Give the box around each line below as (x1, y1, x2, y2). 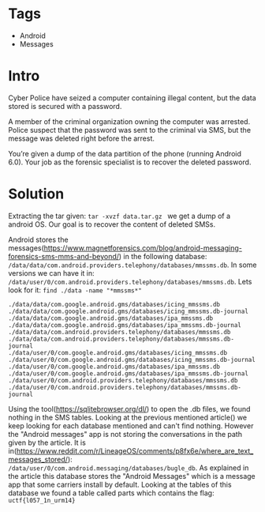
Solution (8, 185, 65, 203)
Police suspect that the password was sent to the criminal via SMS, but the (8, 125, 251, 134)
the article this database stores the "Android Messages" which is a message (8, 471, 256, 480)
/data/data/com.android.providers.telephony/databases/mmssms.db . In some (8, 260, 257, 269)
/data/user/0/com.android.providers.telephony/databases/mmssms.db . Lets (8, 277, 252, 286)
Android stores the (8, 235, 69, 244)
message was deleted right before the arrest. (8, 134, 155, 143)
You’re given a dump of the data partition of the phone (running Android (8, 149, 242, 158)
